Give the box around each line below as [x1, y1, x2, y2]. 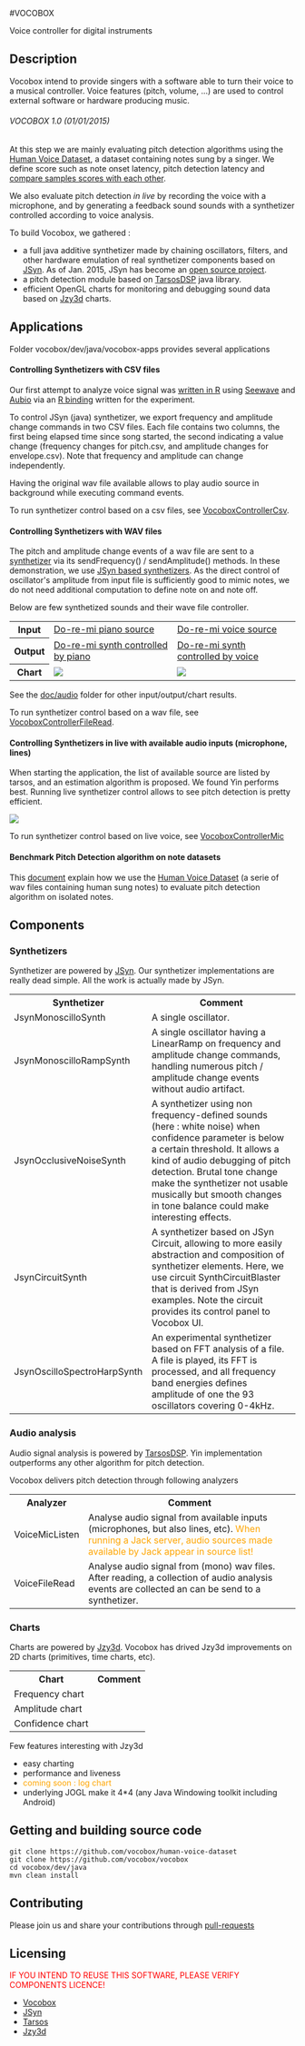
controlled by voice [176, 649, 259, 662]
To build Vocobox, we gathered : [9, 227, 131, 239]
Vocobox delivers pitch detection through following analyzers [9, 1475, 239, 1486]
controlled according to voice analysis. [9, 210, 154, 221]
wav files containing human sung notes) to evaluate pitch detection [9, 881, 261, 893]
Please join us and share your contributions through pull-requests [9, 1920, 255, 1931]
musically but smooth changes [151, 1189, 282, 1201]
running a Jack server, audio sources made [87, 1534, 273, 1547]
